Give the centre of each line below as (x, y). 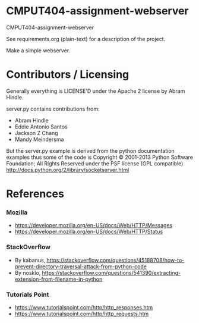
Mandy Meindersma (39, 139)
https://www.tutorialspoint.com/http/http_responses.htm (84, 307)
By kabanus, (30, 260)
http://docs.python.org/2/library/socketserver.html (68, 170)
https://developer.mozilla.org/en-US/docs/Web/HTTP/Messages (94, 225)
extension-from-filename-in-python (59, 279)
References (35, 194)
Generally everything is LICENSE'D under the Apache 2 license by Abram (96, 91)
